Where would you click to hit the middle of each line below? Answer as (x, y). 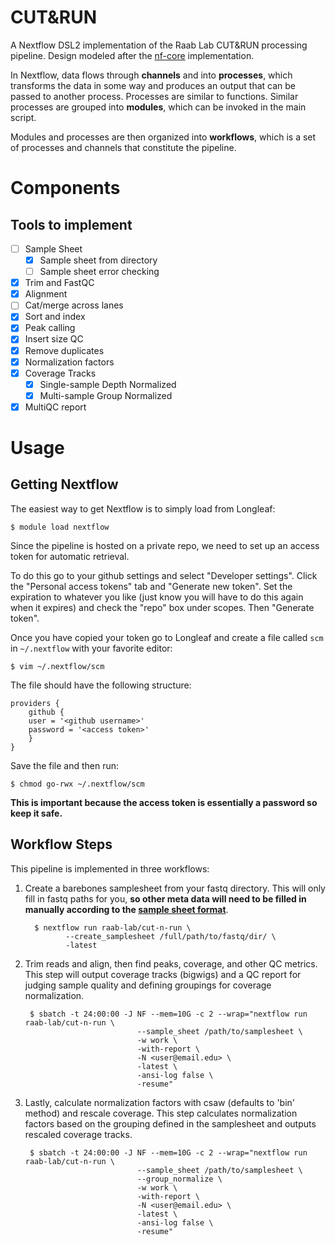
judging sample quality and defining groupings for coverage (148, 985)
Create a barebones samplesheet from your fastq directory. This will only (175, 888)
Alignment (46, 294)
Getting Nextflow (64, 484)
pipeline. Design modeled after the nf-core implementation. (132, 55)
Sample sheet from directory (98, 260)
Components (65, 188)
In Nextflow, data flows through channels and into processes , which (151, 75)
